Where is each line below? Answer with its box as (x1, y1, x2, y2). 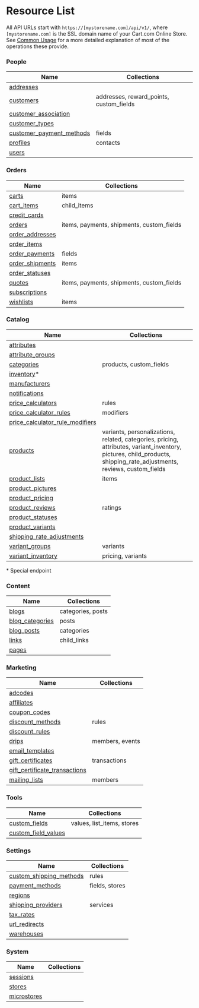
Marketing (6, 663, 37, 672)
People (6, 58, 27, 66)
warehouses (9, 930, 43, 938)
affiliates (9, 699, 33, 707)
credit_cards (9, 211, 44, 219)
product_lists (9, 474, 46, 482)
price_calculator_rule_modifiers (9, 418, 97, 426)
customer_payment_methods (9, 129, 91, 137)
